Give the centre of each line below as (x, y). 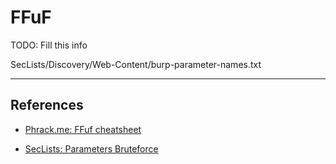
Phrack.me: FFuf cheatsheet (83, 129)
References (47, 105)
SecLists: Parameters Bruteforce (91, 148)
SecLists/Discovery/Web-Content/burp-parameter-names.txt (136, 64)
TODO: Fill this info (49, 45)
